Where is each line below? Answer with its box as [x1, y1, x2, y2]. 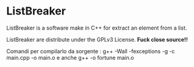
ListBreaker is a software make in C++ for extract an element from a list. [6, 24, 187, 31]
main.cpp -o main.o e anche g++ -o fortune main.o [6, 54, 134, 61]
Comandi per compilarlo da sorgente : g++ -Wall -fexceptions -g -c [6, 47, 175, 55]
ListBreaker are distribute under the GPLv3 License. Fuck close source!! [6, 36, 188, 43]
